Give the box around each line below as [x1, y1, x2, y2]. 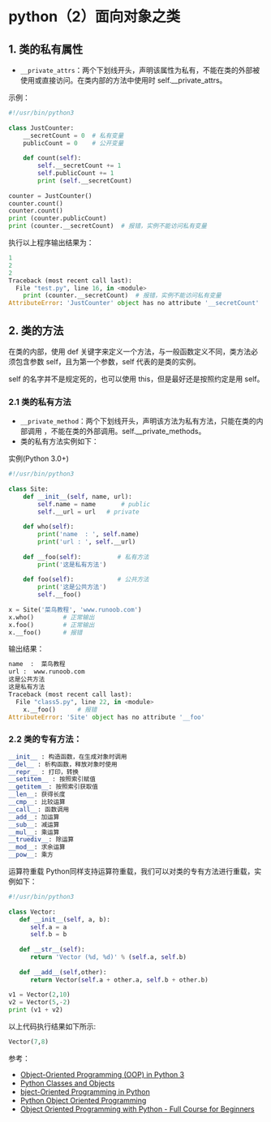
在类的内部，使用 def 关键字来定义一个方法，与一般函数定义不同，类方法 [8, 346, 252, 356]
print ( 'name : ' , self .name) [37, 531, 140, 539]
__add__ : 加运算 [8, 813, 60, 821]
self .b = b [29, 931, 67, 939]
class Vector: [8, 908, 57, 916]
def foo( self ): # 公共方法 [23, 575, 149, 584]
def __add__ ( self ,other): [19, 968, 107, 976]
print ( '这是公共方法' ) [37, 583, 107, 591]
